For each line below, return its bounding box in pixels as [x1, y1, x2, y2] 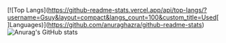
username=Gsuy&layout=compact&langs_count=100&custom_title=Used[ [7, 13, 219, 21]
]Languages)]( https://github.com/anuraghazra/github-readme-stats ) [7, 21, 205, 28]
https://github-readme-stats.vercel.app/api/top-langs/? [48, 6, 208, 14]
